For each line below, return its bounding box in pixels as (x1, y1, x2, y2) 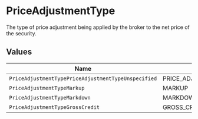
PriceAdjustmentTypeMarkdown (9, 94, 91, 101)
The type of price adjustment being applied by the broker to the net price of (6, 24, 190, 31)
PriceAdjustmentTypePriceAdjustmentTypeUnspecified (9, 75, 157, 82)
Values (6, 47, 32, 57)
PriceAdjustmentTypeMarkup (9, 84, 85, 91)
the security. (6, 29, 37, 37)
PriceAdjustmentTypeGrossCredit (9, 104, 100, 110)
